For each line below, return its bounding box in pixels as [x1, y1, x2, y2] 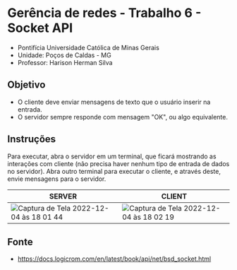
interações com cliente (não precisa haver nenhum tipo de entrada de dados [7, 159, 230, 168]
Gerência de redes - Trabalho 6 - [7, 5, 202, 21]
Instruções [7, 133, 56, 146]
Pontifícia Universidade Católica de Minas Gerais [17, 43, 160, 52]
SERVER [49, 191, 78, 201]
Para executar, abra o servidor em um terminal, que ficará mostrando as [7, 152, 217, 160]
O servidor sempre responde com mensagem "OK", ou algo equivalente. [17, 112, 228, 121]
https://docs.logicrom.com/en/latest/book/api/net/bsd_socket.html [17, 254, 212, 263]
